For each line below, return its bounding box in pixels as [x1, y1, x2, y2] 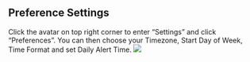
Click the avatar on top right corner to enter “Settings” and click [8, 27, 217, 36]
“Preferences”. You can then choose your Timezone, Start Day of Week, [8, 35, 244, 45]
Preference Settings [8, 6, 110, 20]
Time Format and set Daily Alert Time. [8, 45, 133, 54]
